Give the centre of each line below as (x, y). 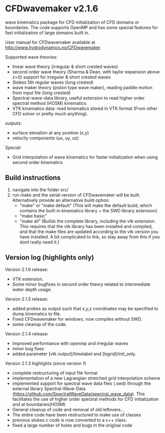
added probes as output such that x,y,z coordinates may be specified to (85, 308)
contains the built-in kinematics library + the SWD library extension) (88, 210)
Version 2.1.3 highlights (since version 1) (46, 363)
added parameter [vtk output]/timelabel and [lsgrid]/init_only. (74, 354)
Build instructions (33, 178)
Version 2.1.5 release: (27, 299)
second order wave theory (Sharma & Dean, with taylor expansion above (86, 71)
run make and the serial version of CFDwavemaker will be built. (76, 195)
